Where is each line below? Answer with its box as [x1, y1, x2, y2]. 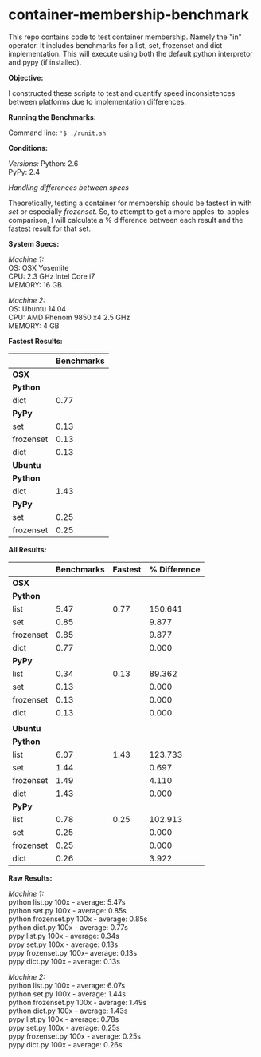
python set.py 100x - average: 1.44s [8, 988, 126, 999]
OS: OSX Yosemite [8, 263, 69, 272]
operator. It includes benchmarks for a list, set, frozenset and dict [8, 40, 223, 49]
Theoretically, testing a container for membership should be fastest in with [8, 198, 252, 208]
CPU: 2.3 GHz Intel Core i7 [8, 271, 95, 281]
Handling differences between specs [8, 182, 130, 192]
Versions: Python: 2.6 [8, 158, 79, 168]
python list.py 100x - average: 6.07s [8, 980, 126, 990]
